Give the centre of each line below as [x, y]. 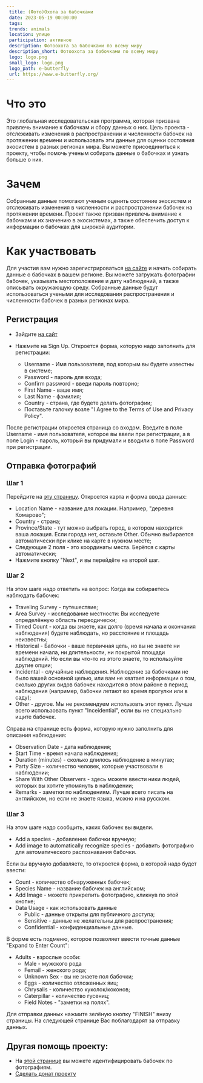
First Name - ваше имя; [54, 390]
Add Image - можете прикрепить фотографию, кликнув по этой [97, 895]
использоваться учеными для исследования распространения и [90, 294]
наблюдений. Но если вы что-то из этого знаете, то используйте [99, 658]
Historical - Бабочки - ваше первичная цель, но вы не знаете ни [97, 646]
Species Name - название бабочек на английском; [80, 889]
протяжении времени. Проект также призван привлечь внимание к [94, 214]
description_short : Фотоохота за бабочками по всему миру [84, 52]
